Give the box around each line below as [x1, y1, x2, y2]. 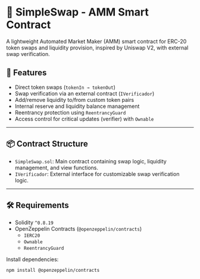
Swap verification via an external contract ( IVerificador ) [14, 89, 155, 97]
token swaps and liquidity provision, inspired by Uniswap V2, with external [6, 44, 189, 51]
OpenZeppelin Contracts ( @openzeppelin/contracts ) [14, 225, 142, 232]
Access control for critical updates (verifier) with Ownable [14, 115, 154, 122]
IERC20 [23, 232, 40, 239]
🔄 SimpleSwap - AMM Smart [6, 5, 149, 19]
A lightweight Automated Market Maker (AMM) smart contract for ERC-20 [6, 38, 187, 45]
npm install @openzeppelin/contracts [6, 268, 100, 274]
